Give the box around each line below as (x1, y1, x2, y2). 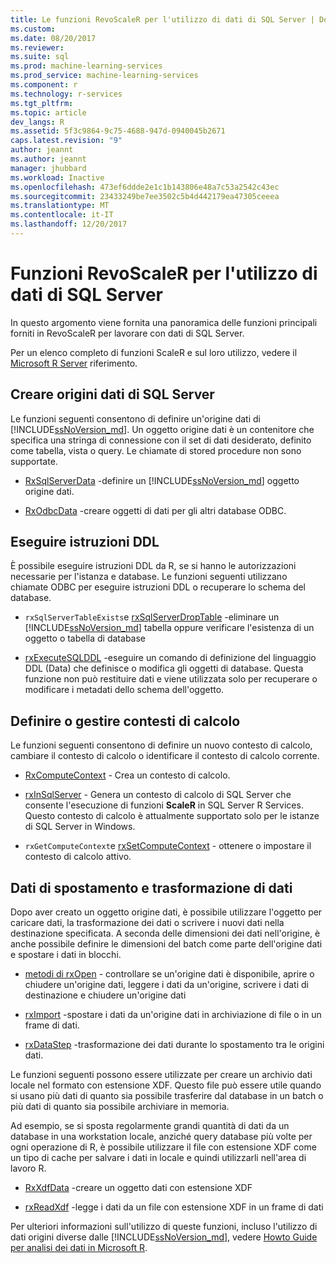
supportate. (10, 455, 58, 467)
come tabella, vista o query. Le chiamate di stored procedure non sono (10, 444, 302, 456)
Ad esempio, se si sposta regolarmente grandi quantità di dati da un (10, 1120, 290, 1132)
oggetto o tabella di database (24, 632, 147, 645)
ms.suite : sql (10, 52, 70, 62)
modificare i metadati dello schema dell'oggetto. (24, 684, 225, 696)
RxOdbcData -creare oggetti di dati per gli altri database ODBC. (24, 504, 287, 516)
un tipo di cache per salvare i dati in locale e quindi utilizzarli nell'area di (10, 1152, 307, 1164)
